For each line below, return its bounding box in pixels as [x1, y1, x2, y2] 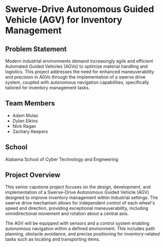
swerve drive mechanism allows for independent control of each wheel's [5, 200, 155, 206]
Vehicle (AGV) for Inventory [5, 14, 122, 26]
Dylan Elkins [12, 118, 38, 124]
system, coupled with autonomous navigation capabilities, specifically [5, 79, 149, 85]
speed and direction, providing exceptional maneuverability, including [5, 205, 148, 211]
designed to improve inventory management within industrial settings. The [5, 194, 158, 201]
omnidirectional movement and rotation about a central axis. [5, 210, 129, 216]
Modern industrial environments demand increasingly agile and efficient [5, 58, 153, 64]
